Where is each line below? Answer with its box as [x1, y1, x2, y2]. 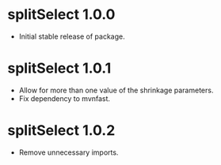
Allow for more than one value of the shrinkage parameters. [18, 85, 214, 95]
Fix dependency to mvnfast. [18, 93, 111, 103]
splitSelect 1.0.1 [7, 59, 112, 77]
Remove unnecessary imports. [18, 148, 119, 157]
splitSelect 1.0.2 [7, 122, 116, 140]
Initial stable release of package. [18, 32, 125, 41]
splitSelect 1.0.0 [7, 6, 116, 24]
